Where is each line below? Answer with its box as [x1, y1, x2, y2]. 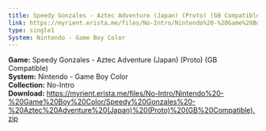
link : [8, 19, 26, 27]
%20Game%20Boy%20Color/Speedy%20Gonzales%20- [8, 97, 196, 107]
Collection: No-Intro [8, 80, 75, 90]
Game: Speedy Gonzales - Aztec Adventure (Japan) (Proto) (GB [8, 55, 218, 65]
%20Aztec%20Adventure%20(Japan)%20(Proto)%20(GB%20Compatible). [8, 106, 256, 115]
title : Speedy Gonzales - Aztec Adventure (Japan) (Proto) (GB [8, 11, 222, 20]
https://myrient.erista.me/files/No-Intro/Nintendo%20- [46, 88, 224, 99]
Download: [8, 88, 45, 99]
